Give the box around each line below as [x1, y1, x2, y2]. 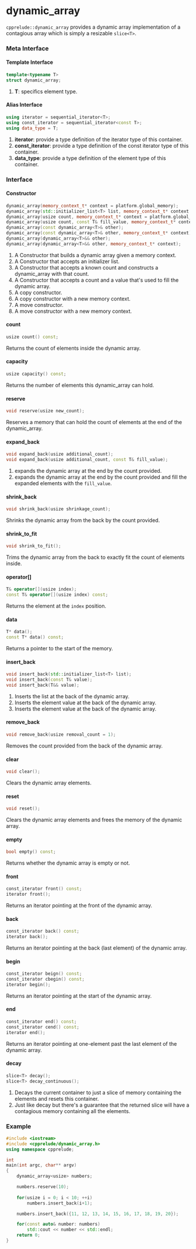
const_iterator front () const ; [6, 886, 82, 892]
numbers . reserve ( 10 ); [16, 1184, 69, 1190]
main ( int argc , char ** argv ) [6, 1162, 77, 1168]
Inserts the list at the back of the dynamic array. [14, 692, 130, 699]
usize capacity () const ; [6, 371, 66, 377]
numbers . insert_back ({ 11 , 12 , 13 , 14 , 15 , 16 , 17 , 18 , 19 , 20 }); [16, 1211, 179, 1217]
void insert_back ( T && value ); [6, 682, 80, 688]
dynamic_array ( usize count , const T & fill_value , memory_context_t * [6, 219, 176, 225]
